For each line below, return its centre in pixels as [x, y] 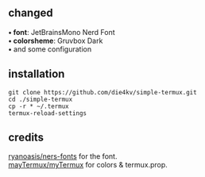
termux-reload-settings [48, 113]
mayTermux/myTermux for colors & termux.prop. [88, 165]
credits [26, 138]
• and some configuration [50, 49]
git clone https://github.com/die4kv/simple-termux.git [102, 92]
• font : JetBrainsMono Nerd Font [62, 32]
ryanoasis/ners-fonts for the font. [63, 156]
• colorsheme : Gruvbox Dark [56, 40]
